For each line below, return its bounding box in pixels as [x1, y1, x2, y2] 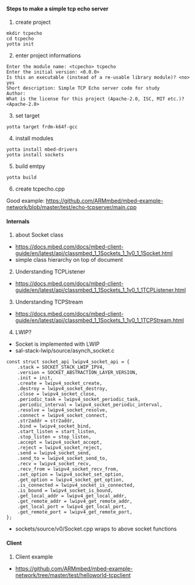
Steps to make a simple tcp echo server [6, 5, 109, 12]
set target [15, 112, 40, 120]
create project [15, 18, 51, 26]
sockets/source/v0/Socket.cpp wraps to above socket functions [15, 525, 177, 533]
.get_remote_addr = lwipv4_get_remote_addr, [17, 499, 133, 505]
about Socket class [15, 231, 64, 239]
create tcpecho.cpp [15, 185, 65, 193]
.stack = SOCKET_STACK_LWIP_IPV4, [17, 364, 105, 370]
